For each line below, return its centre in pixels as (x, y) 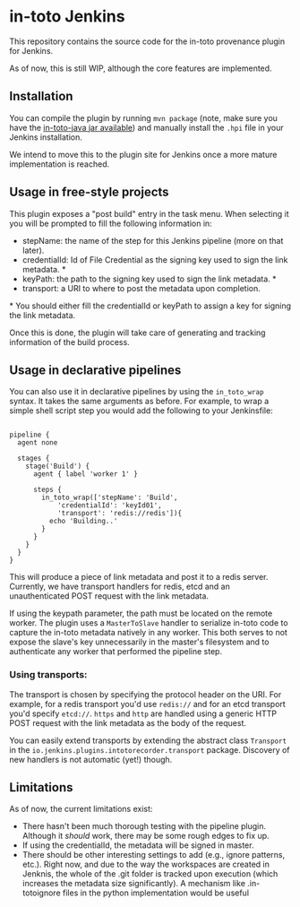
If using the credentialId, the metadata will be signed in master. (138, 845)
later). (33, 250)
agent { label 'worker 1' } (86, 474)
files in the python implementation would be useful (155, 893)
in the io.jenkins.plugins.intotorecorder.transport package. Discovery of (150, 749)
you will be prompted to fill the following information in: (111, 223)
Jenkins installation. (46, 137)
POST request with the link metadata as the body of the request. (128, 722)
